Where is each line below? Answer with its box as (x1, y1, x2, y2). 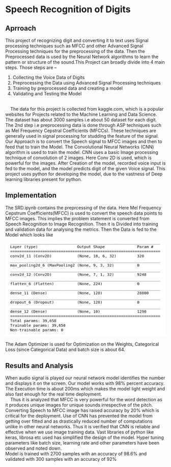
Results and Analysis (5, 361, 74, 370)
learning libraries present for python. (5, 176, 82, 182)
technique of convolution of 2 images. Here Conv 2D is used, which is (5, 154, 152, 161)
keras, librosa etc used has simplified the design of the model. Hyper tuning (5, 434, 164, 440)
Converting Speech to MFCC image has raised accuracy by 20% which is (5, 407, 159, 413)
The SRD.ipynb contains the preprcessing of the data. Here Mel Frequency (5, 204, 162, 211)
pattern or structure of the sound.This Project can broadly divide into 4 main (5, 59, 165, 65)
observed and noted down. (5, 445, 62, 452)
